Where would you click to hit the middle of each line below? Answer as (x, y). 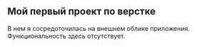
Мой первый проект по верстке (81, 12)
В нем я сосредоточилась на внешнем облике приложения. (99, 28)
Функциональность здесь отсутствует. (66, 36)
